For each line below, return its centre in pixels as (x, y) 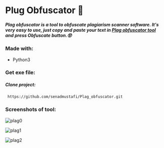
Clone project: (20, 85)
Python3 (21, 60)
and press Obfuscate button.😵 (39, 35)
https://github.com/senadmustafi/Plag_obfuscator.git (65, 97)
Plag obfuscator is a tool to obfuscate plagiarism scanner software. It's (82, 24)
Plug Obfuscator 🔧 (44, 10)
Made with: (19, 48)
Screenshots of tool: (31, 110)
